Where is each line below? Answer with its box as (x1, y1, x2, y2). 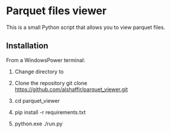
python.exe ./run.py (14, 120, 63, 127)
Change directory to (14, 68, 64, 75)
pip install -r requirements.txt (14, 108, 86, 116)
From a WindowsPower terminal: (6, 56, 86, 63)
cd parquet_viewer (14, 97, 60, 104)
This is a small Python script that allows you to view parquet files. (6, 24, 166, 31)
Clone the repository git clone (14, 79, 88, 86)
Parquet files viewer (6, 4, 107, 18)
